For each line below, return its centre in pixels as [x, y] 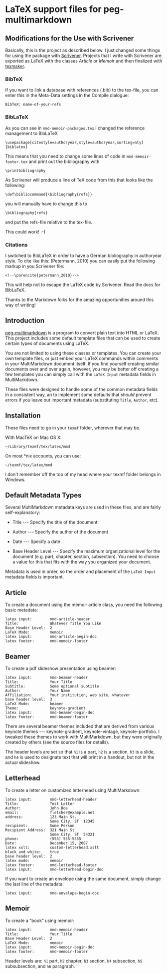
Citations [16, 244]
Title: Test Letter [40, 803]
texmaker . [15, 66]
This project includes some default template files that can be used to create [83, 338]
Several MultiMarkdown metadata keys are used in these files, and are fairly [83, 507]
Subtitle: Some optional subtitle [52, 686]
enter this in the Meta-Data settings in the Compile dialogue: [67, 95]
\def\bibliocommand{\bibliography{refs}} [49, 194]
